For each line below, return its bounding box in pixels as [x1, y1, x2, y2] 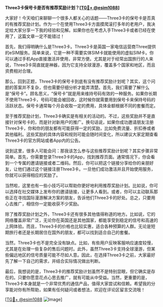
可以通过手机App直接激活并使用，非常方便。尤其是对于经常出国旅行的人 [5, 56, 149, 61]
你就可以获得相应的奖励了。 [5, 173, 61, 178]
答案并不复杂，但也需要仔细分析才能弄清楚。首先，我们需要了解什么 [13, 85, 149, 90]
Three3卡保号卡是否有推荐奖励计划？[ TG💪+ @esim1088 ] [5, 5, 120, 10]
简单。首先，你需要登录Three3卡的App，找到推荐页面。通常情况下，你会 [5, 154, 151, 160]
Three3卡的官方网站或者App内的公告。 [5, 137, 83, 143]
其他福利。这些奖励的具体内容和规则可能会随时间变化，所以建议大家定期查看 [5, 132, 158, 137]
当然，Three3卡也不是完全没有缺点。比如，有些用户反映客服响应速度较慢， [5, 240, 156, 246]
